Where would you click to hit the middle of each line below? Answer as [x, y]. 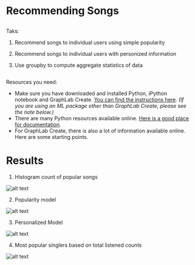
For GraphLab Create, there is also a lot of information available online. [100, 131]
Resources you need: [32, 82]
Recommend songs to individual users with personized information [95, 53]
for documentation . [38, 124]
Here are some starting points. [51, 137]
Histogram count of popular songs [56, 176]
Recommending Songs [63, 11]
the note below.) [34, 112]
